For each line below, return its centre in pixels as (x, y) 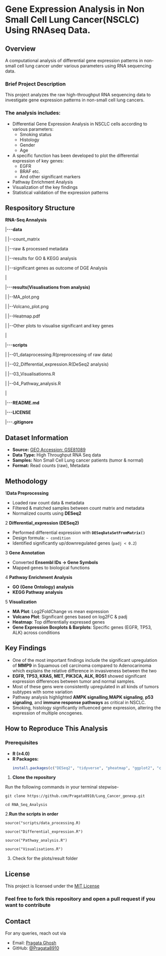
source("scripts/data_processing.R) (43, 823)
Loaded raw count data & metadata (48, 503)
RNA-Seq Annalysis (26, 220)
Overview (21, 48)
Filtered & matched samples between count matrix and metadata (78, 508)
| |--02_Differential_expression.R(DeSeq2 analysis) (57, 364)
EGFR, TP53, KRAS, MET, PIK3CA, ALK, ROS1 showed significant (79, 676)
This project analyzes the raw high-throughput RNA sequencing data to (78, 95)
